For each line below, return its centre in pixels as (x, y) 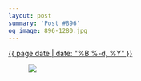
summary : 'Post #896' (44, 23)
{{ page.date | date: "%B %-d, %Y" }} (70, 54)
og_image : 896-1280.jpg (48, 30)
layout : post (30, 16)
